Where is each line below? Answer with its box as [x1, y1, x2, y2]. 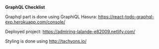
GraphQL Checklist [5, 4, 46, 10]
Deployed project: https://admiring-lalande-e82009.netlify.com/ [5, 29, 135, 34]
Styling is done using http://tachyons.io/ [5, 38, 87, 44]
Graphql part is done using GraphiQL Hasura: [5, 14, 98, 19]
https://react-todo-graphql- [98, 14, 155, 19]
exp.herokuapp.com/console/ [5, 19, 65, 25]
